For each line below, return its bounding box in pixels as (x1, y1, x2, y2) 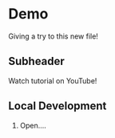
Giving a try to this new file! (8, 31, 98, 41)
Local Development (8, 99, 107, 113)
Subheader (8, 55, 65, 68)
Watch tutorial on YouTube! (8, 75, 97, 85)
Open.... (19, 120, 46, 130)
